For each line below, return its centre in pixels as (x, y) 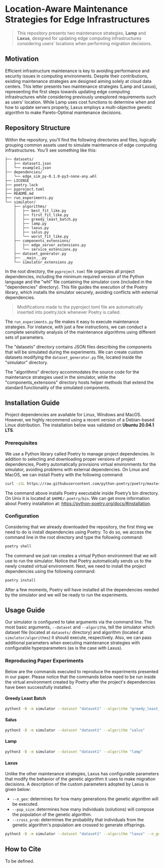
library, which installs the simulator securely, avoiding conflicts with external (82, 292)
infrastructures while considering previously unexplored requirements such (81, 97)
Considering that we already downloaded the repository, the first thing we (79, 526)
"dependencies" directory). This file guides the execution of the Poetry (76, 287)
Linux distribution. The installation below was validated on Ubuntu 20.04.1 (80, 425)
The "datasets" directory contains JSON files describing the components (79, 346)
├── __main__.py (31, 258)
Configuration (22, 516)
